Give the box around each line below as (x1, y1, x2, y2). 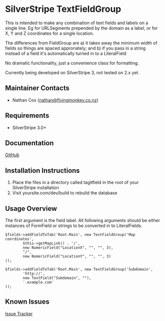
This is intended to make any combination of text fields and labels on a (5, 20, 149, 26)
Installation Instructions (5, 166, 80, 175)
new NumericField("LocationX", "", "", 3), (23, 245, 113, 250)
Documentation (5, 138, 54, 147)
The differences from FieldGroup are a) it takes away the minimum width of (5, 40, 158, 46)
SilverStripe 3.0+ (12, 125, 47, 131)
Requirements (5, 111, 49, 120)
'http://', (23, 271, 45, 276)
